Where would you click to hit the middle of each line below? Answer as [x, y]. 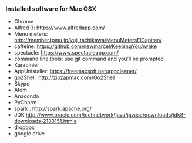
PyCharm [25, 103]
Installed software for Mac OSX [51, 9]
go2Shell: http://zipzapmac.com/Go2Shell [65, 77]
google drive [29, 134]
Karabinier [26, 65]
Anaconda [26, 96]
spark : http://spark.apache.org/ [53, 109]
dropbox [24, 127]
